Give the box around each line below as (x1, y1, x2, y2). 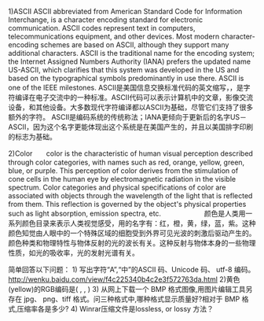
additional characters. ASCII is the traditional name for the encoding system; (8, 49, 255, 57)
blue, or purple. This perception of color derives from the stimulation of (8, 166, 239, 175)
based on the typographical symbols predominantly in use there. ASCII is (8, 74, 244, 83)
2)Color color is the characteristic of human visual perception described (8, 149, 254, 158)
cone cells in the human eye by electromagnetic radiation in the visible (8, 175, 236, 183)
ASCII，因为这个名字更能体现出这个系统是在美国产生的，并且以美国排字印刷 (8, 122, 254, 131)
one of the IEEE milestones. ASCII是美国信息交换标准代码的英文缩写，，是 (8, 83, 244, 92)
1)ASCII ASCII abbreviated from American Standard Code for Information (8, 7, 243, 16)
